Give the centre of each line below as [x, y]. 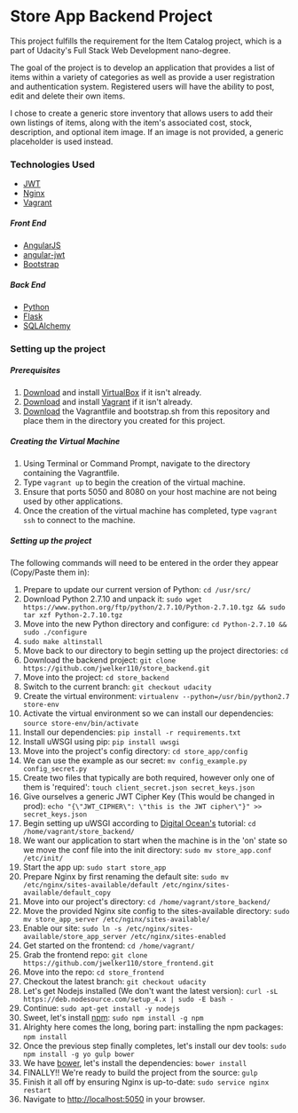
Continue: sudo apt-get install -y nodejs [102, 1008]
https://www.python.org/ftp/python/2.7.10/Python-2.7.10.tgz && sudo [154, 608]
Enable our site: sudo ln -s [72, 928]
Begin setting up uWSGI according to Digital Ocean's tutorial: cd [139, 823]
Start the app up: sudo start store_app [94, 867]
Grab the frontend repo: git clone [85, 955]
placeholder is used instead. [62, 141]
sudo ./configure [55, 632]
